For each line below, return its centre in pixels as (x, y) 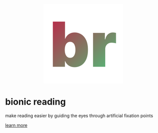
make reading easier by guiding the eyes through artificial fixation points (79, 116)
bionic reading (36, 102)
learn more (16, 125)
